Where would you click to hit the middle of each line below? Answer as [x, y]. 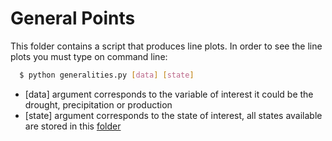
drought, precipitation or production [98, 104]
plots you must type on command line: [89, 56]
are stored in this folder [73, 126]
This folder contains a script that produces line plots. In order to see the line [166, 46]
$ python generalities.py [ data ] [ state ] [107, 75]
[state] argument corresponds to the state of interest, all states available [173, 115]
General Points [73, 18]
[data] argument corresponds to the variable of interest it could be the [169, 94]
